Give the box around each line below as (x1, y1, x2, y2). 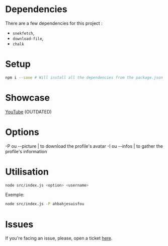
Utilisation (5, 166, 49, 177)
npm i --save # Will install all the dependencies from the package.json (5, 75, 163, 80)
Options (5, 126, 39, 138)
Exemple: (5, 192, 25, 198)
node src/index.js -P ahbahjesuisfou (5, 202, 85, 207)
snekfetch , (12, 30, 35, 36)
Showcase (5, 92, 50, 103)
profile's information (5, 148, 47, 154)
